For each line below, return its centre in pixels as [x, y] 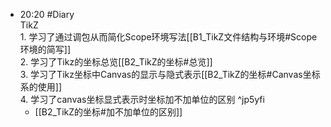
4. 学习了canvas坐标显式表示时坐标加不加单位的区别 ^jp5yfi [142, 99]
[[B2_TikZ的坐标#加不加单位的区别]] [108, 112]
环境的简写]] [45, 49]
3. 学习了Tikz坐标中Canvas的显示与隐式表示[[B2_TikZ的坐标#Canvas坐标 [170, 74]
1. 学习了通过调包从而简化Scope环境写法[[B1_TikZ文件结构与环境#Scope [168, 37]
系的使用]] [41, 87]
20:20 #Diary [47, 14]
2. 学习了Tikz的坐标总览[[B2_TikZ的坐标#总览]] [116, 62]
